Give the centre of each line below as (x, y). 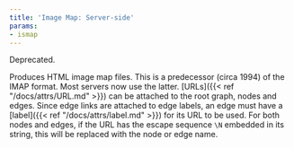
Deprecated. (32, 60)
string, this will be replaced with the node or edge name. (114, 135)
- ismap (24, 34)
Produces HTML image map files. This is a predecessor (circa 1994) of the (147, 77)
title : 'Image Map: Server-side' (72, 17)
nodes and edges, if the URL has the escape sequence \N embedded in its (147, 125)
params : (24, 26)
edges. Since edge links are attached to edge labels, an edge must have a (146, 106)
